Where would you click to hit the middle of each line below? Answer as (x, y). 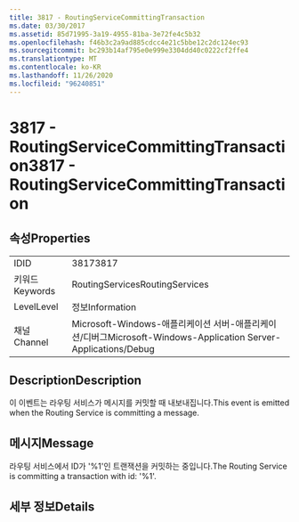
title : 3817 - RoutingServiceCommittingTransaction (107, 17)
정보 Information (104, 306)
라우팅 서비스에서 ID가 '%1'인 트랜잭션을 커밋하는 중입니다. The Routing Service (148, 466)
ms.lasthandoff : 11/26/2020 (61, 76)
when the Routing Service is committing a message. (105, 413)
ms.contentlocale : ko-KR (55, 68)
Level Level (36, 306)
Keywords (35, 290)
